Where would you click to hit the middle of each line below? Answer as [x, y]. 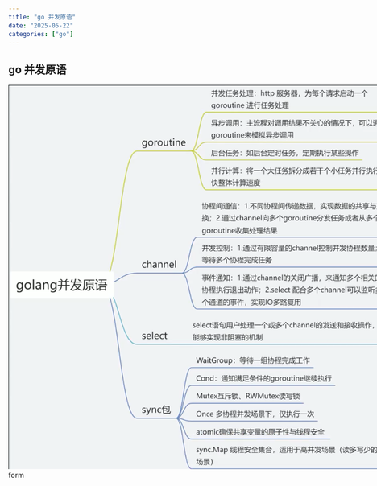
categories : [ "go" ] [41, 34]
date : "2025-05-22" [41, 25]
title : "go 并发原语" [42, 17]
